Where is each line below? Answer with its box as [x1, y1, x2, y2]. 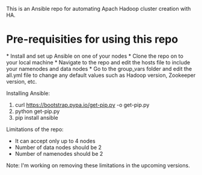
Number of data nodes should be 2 [14, 144, 102, 151]
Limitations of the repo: [6, 126, 64, 133]
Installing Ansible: [6, 90, 50, 97]
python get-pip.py [14, 108, 60, 115]
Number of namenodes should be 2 [14, 150, 103, 157]
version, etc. [6, 78, 37, 85]
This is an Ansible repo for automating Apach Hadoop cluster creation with [6, 5, 191, 12]
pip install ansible [14, 114, 58, 121]
